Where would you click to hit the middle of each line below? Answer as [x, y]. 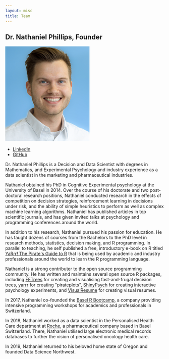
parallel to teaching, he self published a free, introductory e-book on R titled [84, 248]
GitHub [20, 155]
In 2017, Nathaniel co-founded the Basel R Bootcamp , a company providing [83, 300]
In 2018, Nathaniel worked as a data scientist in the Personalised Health [79, 321]
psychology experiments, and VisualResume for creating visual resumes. [81, 290]
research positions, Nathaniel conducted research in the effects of [92, 196]
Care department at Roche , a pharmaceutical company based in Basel [78, 326]
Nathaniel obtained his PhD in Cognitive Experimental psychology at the [80, 185]
